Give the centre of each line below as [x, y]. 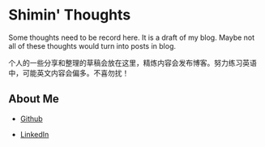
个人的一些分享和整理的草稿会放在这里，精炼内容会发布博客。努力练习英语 [132, 63]
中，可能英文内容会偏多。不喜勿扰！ [69, 73]
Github [31, 119]
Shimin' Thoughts [70, 15]
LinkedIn [34, 134]
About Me [34, 99]
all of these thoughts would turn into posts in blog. [92, 45]
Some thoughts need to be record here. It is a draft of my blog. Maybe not [132, 37]
